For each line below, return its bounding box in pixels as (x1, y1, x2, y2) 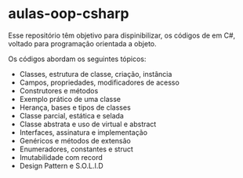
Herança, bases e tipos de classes (19, 103, 131, 112)
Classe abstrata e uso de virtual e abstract (19, 119, 157, 129)
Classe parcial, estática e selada (19, 111, 124, 120)
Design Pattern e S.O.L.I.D (19, 161, 103, 170)
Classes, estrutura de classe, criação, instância (19, 69, 172, 78)
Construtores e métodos (19, 85, 99, 95)
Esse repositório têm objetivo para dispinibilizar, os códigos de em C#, (8, 31, 236, 40)
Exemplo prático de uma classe (19, 94, 121, 104)
